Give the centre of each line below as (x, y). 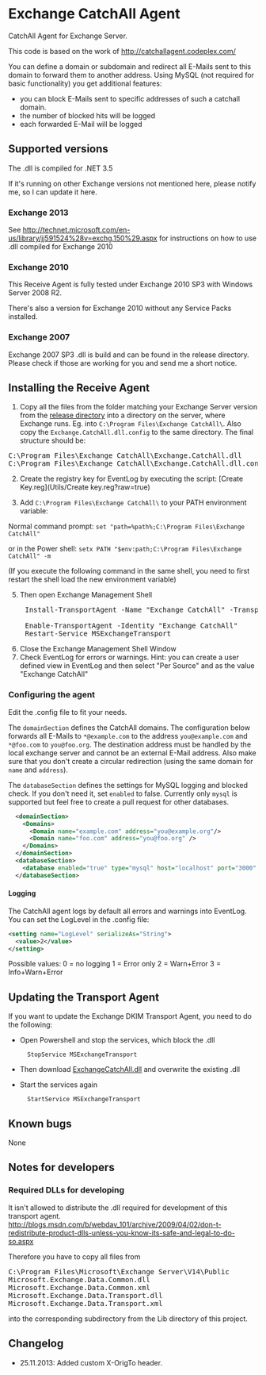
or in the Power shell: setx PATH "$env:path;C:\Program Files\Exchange (125, 549)
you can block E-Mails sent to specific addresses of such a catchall (129, 98)
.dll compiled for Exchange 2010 (61, 247)
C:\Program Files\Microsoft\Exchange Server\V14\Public (119, 1271)
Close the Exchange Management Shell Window (98, 649)
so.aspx (21, 1241)
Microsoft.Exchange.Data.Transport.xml (85, 1303)
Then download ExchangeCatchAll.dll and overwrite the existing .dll (129, 1070)
